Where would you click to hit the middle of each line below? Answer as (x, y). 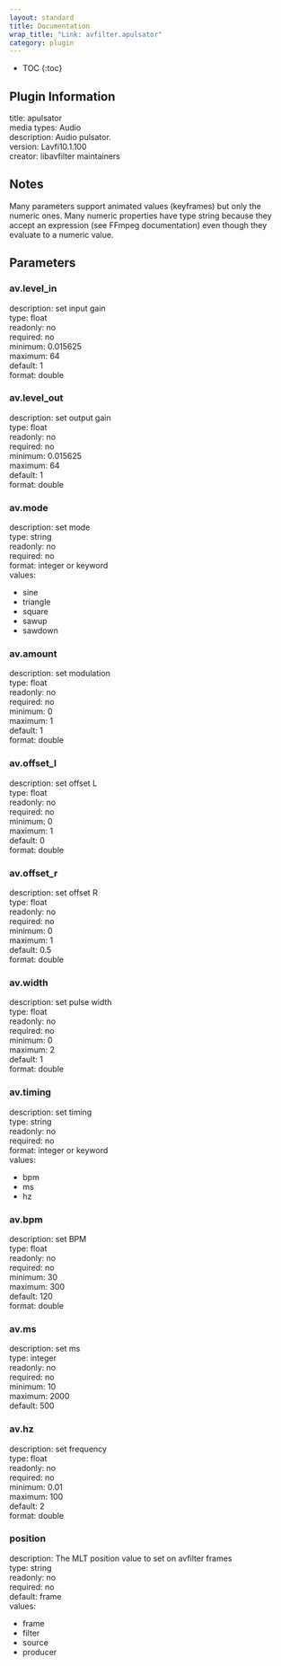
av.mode (29, 507)
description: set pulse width (61, 1002)
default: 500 (32, 1406)
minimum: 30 (34, 1277)
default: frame (35, 1596)
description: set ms (45, 1349)
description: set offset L (53, 783)
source (35, 1642)
